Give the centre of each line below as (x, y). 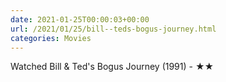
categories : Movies (51, 38)
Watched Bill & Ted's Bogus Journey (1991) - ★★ (112, 67)
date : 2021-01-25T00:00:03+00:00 (80, 19)
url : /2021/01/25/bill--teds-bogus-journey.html (113, 29)
